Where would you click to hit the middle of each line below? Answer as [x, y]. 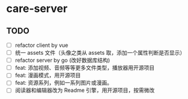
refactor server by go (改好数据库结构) [62, 60]
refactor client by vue [41, 45]
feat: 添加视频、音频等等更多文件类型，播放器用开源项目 [85, 68]
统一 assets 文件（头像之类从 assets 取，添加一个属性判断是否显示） [100, 53]
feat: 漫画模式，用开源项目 [48, 75]
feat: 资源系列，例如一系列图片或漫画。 [64, 83]
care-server [37, 9]
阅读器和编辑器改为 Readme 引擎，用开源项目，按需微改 [85, 90]
